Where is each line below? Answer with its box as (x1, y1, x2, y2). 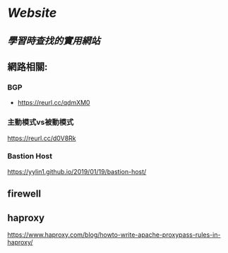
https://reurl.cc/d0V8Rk (7, 134, 76, 142)
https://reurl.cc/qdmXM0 (17, 99, 90, 107)
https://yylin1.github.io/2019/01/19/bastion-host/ (7, 167, 147, 175)
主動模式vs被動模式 (7, 118, 74, 128)
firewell (7, 188, 41, 200)
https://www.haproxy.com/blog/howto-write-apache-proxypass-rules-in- (7, 230, 221, 239)
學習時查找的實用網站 (7, 35, 100, 47)
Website (7, 5, 57, 21)
